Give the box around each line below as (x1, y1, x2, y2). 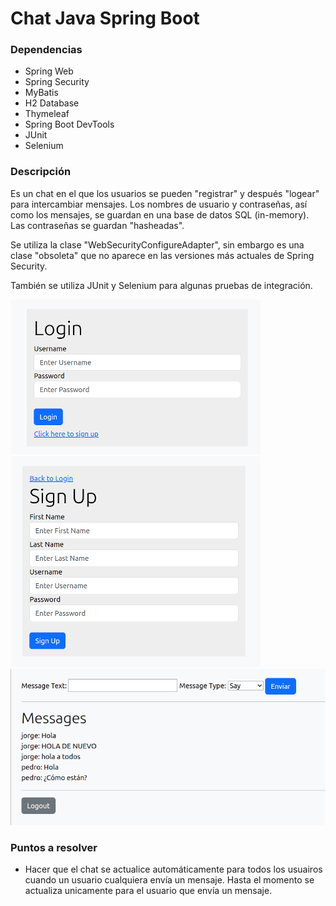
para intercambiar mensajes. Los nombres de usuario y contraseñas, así (10, 198, 308, 210)
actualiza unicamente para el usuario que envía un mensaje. (24, 885, 273, 897)
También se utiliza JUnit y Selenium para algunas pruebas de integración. (10, 279, 313, 291)
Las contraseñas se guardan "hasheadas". (10, 219, 185, 231)
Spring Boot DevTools (24, 118, 115, 131)
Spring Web (24, 65, 74, 77)
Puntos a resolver (10, 840, 98, 854)
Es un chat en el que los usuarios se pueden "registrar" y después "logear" (10, 187, 320, 199)
